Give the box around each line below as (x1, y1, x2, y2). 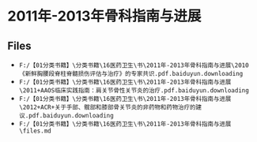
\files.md (18, 127, 52, 135)
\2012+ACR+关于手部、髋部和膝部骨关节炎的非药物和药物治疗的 (18, 103, 196, 111)
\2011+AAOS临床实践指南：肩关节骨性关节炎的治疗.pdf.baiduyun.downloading (18, 87, 250, 95)
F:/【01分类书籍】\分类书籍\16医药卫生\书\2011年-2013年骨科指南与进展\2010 (18, 62, 250, 69)
